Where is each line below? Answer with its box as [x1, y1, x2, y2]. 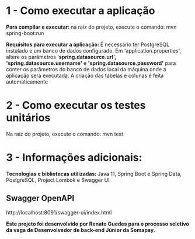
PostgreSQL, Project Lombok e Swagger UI [6, 176, 110, 183]
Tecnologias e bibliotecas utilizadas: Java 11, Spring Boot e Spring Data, [6, 170, 182, 177]
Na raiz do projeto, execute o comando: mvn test [6, 130, 124, 137]
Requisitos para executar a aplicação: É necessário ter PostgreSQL [6, 41, 170, 48]
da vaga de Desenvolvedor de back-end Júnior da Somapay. [6, 226, 156, 233]
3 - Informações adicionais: [6, 151, 142, 164]
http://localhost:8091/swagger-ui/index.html [6, 209, 112, 216]
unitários [6, 111, 51, 124]
